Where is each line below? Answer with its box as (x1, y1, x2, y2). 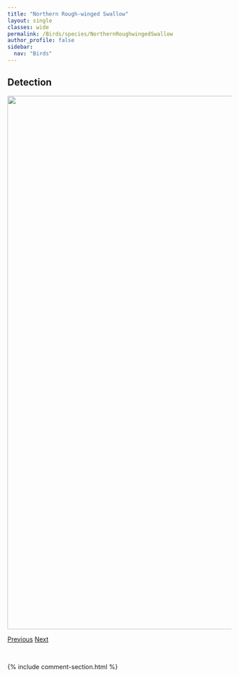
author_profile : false (7, 37, 75, 44)
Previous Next (7, 634, 49, 644)
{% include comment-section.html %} (7, 662, 119, 671)
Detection (7, 76, 52, 89)
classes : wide (7, 23, 50, 31)
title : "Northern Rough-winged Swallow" (7, 10, 129, 18)
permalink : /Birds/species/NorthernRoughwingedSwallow (7, 30, 174, 38)
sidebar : (7, 43, 33, 50)
